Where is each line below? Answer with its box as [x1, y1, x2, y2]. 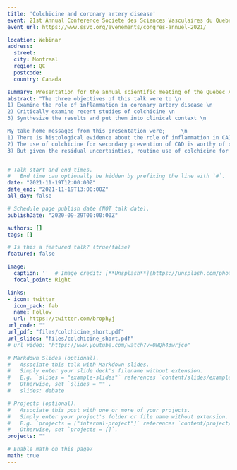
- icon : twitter [7, 295, 55, 302]
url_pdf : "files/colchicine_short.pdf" [7, 329, 125, 336]
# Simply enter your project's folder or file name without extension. [7, 413, 229, 421]
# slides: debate [7, 387, 65, 394]
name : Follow [13, 309, 52, 316]
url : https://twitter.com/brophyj [13, 315, 115, 322]
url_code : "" [7, 322, 46, 329]
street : [13, 49, 37, 57]
